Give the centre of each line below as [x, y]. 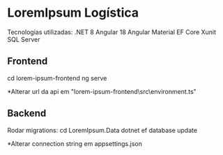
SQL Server [24, 39]
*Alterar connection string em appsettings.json [75, 143]
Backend [27, 114]
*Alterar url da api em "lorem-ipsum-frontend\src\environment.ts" [102, 91]
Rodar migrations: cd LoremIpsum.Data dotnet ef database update [102, 130]
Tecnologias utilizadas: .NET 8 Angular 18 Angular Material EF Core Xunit [112, 32]
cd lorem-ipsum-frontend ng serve [57, 78]
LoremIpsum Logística [73, 13]
